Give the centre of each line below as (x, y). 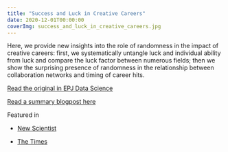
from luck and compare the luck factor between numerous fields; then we (111, 61)
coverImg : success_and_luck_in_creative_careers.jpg (84, 26)
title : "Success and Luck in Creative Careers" (77, 13)
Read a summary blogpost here (52, 102)
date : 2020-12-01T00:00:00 (46, 20)
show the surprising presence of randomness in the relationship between (111, 68)
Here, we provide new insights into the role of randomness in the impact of (113, 46)
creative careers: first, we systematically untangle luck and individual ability (114, 53)
